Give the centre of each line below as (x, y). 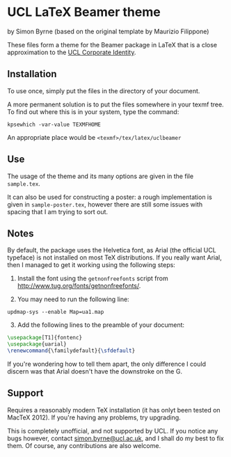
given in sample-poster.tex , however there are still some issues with (105, 204)
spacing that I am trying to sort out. (58, 211)
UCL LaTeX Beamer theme (84, 12)
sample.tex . (24, 183)
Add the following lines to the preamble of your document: (101, 325)
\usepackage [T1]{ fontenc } (45, 338)
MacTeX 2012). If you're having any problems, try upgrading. (94, 417)
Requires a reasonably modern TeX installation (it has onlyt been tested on (114, 410)
